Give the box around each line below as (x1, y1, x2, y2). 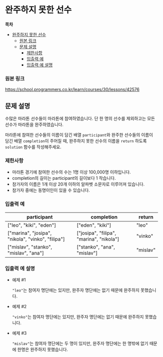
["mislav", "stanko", (7, 243, 52, 250)
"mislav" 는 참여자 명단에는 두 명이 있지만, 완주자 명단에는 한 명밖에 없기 (12, 340, 149, 346)
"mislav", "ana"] (7, 249, 45, 256)
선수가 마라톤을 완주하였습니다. (5, 122, 64, 127)
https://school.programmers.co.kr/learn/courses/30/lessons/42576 (5, 87, 140, 93)
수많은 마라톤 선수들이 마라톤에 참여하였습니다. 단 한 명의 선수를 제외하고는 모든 (5, 116, 155, 122)
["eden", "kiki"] (76, 221, 112, 228)
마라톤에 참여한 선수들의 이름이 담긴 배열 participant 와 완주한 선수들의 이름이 (5, 132, 153, 138)
